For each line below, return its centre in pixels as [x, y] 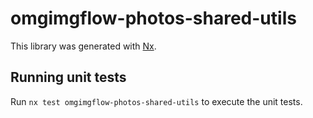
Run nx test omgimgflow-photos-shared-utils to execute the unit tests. [156, 101]
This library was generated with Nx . [83, 46]
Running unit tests [68, 77]
